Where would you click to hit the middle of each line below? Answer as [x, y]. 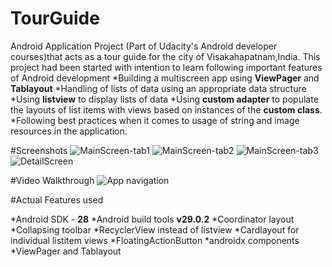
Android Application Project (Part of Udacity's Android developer [144, 46]
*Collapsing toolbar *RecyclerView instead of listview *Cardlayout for [155, 229]
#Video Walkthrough [52, 180]
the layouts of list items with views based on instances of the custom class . [166, 109]
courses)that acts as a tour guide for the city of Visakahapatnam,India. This [165, 56]
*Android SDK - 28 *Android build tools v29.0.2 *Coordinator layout [152, 219]
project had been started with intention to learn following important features [166, 67]
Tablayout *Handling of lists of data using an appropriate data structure [158, 88]
